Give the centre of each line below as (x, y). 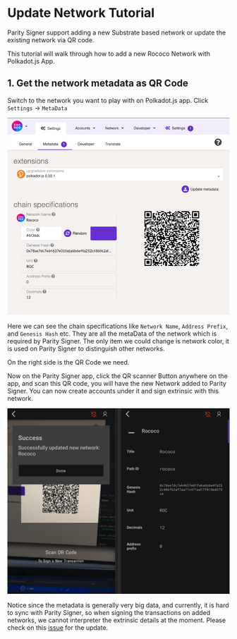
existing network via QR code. (51, 39)
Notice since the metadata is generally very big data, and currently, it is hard (118, 605)
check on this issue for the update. (58, 627)
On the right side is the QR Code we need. (68, 362)
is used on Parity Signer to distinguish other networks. (86, 348)
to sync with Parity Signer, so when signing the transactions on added (109, 612)
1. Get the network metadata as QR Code (98, 84)
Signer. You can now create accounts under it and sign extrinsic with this (113, 391)
